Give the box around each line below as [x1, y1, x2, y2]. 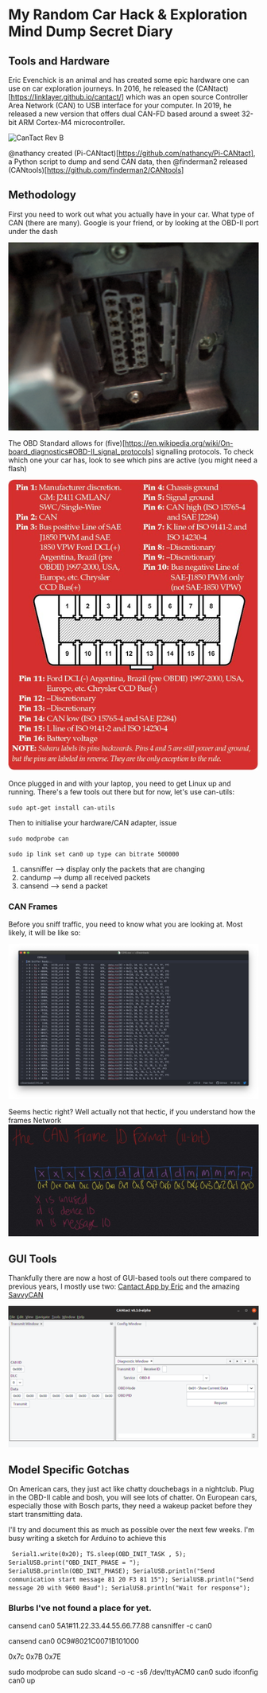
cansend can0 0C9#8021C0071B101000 [8, 1636, 140, 1645]
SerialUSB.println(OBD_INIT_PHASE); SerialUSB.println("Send [8, 1567, 215, 1575]
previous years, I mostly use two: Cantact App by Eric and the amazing [8, 1281, 240, 1291]
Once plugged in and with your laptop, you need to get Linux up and [8, 778, 232, 789]
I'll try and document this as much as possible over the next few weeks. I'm [8, 1525, 255, 1535]
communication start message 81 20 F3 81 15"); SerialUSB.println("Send [8, 1576, 254, 1584]
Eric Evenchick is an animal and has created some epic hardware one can [8, 76, 250, 84]
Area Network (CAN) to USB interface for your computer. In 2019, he [8, 101, 232, 110]
